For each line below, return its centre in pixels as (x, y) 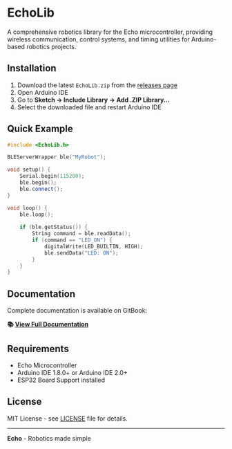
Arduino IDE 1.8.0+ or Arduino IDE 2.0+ (72, 372)
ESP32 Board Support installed (61, 380)
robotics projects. (51, 46)
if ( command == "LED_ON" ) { (72, 240)
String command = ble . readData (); (81, 234)
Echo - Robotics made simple (49, 438)
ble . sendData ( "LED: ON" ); (81, 253)
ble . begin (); (38, 183)
